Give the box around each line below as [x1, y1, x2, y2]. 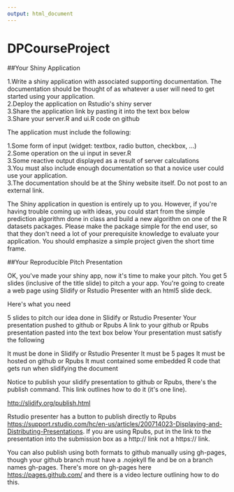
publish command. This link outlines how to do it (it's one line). [7, 385, 187, 393]
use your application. [7, 171, 68, 179]
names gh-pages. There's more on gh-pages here [7, 463, 152, 471]
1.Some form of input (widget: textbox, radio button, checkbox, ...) [7, 141, 197, 150]
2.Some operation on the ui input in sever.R [7, 148, 131, 157]
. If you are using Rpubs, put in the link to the [82, 427, 212, 435]
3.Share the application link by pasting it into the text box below [7, 106, 190, 115]
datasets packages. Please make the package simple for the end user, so [7, 222, 218, 230]
